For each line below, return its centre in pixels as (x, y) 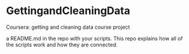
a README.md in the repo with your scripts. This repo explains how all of (94, 38)
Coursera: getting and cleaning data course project (68, 27)
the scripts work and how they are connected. (62, 45)
